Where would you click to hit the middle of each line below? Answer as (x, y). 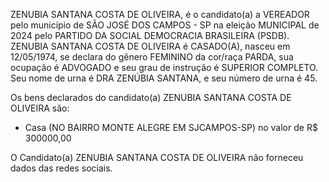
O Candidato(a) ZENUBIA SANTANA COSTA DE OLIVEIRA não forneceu (157, 157)
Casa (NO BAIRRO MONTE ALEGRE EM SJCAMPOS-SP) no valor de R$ (171, 127)
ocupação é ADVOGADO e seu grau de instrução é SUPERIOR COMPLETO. (164, 67)
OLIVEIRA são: (40, 108)
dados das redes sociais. (61, 168)
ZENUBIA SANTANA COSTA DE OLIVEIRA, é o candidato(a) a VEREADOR (160, 14)
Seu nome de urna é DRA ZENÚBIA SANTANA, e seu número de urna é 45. (164, 78)
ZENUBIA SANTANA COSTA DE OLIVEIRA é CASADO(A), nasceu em (150, 46)
